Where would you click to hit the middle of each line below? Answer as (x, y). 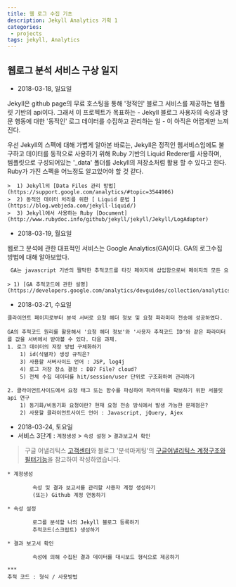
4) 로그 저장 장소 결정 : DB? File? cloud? (79, 369)
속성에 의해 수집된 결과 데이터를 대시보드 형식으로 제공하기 (106, 557)
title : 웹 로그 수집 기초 (40, 14)
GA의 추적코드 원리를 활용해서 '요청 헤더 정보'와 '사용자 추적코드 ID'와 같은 (105, 332)
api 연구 (19, 398)
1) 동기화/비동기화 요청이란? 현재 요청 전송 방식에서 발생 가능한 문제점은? (114, 405)
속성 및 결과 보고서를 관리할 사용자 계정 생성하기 (94, 487)
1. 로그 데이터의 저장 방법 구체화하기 (54, 347)
